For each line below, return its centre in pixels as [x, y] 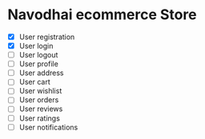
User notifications [48, 127]
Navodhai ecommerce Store [102, 15]
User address [41, 73]
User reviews [41, 109]
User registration [47, 37]
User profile [39, 64]
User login [36, 46]
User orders [39, 100]
